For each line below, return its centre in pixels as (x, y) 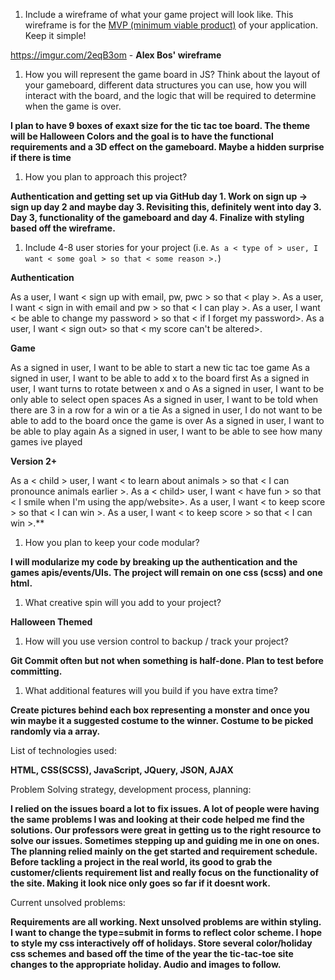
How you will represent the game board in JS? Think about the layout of (172, 74)
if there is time (41, 157)
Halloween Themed (51, 622)
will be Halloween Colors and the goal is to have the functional (142, 136)
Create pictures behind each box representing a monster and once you (160, 710)
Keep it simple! (55, 35)
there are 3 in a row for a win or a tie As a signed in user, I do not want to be (166, 410)
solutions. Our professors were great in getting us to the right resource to (166, 830)
